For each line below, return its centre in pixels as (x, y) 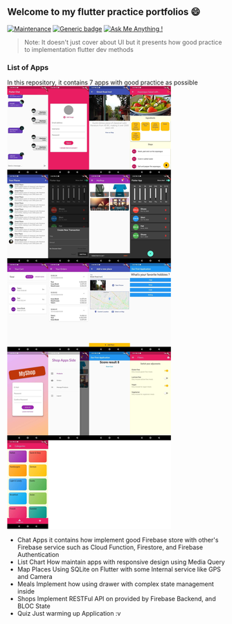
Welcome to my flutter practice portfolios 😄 (104, 12)
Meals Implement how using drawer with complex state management (116, 584)
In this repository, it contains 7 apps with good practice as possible (103, 82)
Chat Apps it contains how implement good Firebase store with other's (118, 540)
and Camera (35, 577)
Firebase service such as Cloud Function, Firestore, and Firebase (110, 547)
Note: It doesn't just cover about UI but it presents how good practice (123, 42)
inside (26, 591)
